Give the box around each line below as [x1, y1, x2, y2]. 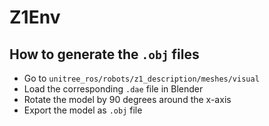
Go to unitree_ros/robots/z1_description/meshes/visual [23, 72, 260, 84]
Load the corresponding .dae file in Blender [23, 83, 204, 95]
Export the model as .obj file [23, 104, 143, 116]
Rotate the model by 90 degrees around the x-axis [23, 94, 232, 105]
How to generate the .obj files [9, 46, 200, 63]
